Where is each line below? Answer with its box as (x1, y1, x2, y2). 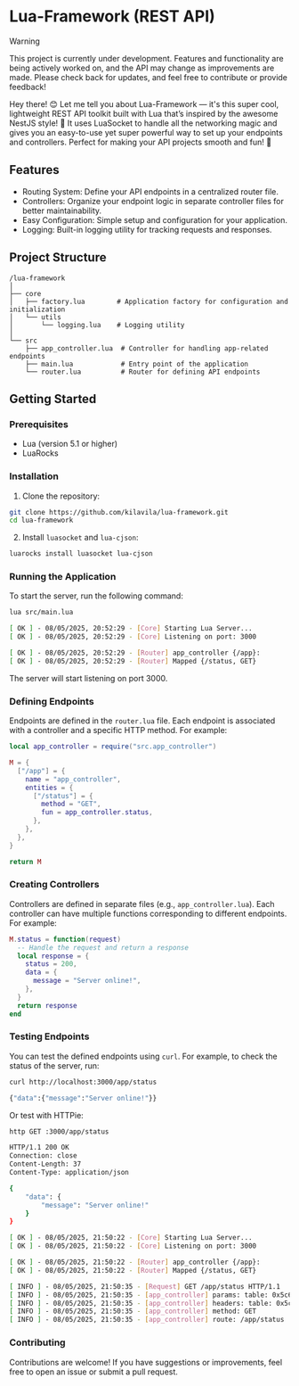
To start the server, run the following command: (9, 590, 184, 601)
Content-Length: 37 (9, 1159, 82, 1169)
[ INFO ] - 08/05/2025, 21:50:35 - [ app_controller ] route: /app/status (9, 1316, 285, 1324)
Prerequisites (9, 417, 69, 430)
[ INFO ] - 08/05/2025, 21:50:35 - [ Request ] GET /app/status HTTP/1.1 (9, 1282, 280, 1291)
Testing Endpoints (9, 1030, 90, 1043)
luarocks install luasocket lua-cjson (9, 549, 153, 558)
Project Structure (9, 250, 107, 265)
